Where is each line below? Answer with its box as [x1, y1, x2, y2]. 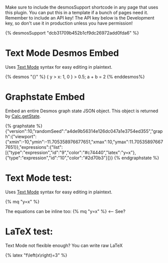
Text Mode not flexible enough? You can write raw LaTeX [5, 242, 123, 248]
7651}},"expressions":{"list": [5, 144, 63, 150]
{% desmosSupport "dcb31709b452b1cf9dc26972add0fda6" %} [5, 30, 139, 36]
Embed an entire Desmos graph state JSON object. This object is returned [5, 108, 158, 114]
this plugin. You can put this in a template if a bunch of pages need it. [5, 10, 148, 16]
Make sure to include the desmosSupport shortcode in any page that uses [5, 5, 158, 10]
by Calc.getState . [5, 113, 41, 119]
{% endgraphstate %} [114, 155, 159, 161]
